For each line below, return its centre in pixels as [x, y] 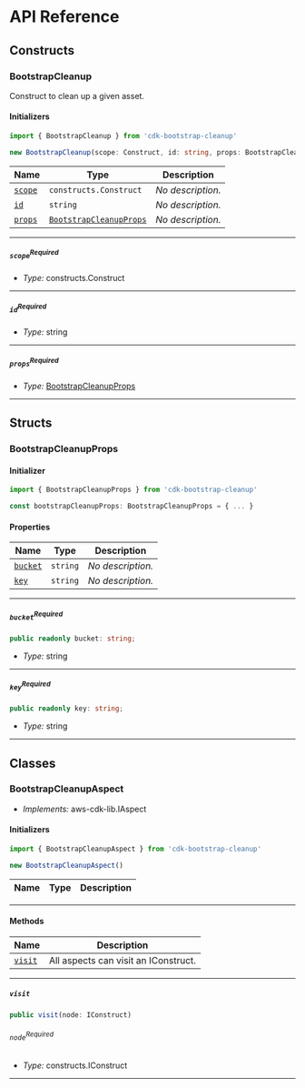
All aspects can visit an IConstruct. [123, 961]
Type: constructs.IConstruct [75, 1065]
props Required [34, 362]
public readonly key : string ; [67, 709]
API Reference [64, 17]
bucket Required [36, 616]
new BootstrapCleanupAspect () [67, 865]
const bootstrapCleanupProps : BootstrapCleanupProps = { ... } [132, 507]
